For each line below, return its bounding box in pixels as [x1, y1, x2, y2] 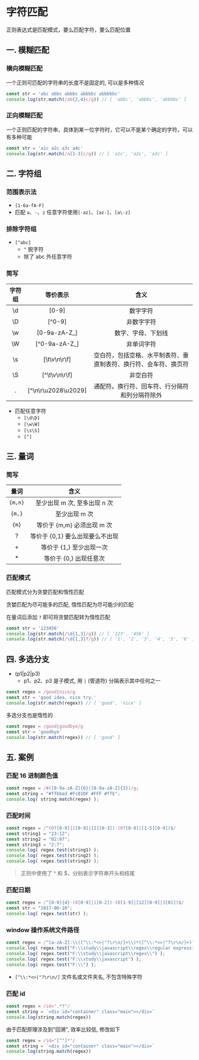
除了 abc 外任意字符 [23, 253, 72, 261]
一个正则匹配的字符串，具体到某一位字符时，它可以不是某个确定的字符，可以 [6, 126, 193, 133]
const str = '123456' [6, 625, 60, 631]
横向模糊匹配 [6, 65, 43, 73]
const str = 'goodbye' [6, 729, 62, 735]
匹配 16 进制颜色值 [6, 771, 58, 779]
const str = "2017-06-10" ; [6, 905, 73, 911]
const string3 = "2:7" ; [6, 841, 65, 847]
